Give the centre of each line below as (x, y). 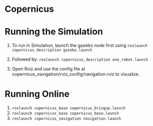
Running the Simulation (54, 32)
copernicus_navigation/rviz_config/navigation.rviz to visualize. (76, 74)
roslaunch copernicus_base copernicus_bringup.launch (69, 108)
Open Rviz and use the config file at (48, 69)
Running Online (37, 94)
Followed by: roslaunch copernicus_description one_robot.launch (80, 59)
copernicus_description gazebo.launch (52, 50)
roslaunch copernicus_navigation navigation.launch (66, 119)
